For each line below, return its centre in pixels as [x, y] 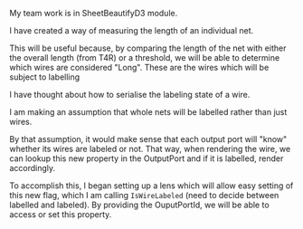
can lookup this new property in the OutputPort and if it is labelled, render [147, 158]
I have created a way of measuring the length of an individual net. [132, 30]
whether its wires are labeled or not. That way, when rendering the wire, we [150, 149]
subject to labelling [45, 77]
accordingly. [33, 168]
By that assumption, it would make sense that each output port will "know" [148, 139]
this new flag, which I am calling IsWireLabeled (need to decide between [144, 195]
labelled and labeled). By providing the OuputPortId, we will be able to [139, 205]
